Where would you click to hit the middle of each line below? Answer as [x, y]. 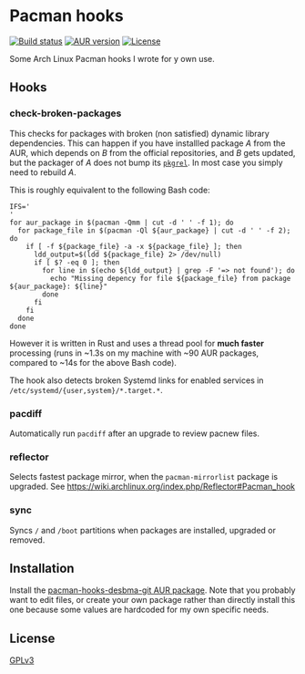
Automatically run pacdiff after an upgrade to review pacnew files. [134, 433]
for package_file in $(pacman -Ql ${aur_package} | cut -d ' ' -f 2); [154, 230]
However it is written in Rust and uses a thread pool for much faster [137, 343]
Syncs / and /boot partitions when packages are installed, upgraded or [142, 530]
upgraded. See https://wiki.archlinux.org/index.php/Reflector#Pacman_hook [152, 487]
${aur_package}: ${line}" [58, 286]
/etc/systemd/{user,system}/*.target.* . [86, 389]
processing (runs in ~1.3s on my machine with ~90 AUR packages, [134, 353]
